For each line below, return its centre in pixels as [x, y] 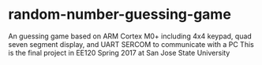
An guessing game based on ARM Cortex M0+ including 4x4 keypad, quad [130, 36]
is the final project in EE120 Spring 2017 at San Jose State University [119, 52]
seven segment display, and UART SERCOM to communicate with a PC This [131, 44]
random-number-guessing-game [120, 14]
